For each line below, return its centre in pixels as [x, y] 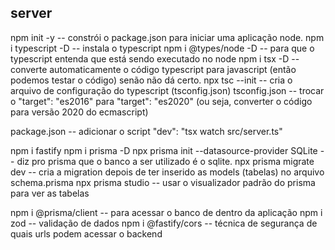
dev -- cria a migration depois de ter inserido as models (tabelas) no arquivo [167, 172]
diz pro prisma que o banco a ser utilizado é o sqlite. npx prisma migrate [165, 161]
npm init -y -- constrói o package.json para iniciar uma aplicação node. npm [167, 37]
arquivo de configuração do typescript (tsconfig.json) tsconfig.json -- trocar [167, 90]
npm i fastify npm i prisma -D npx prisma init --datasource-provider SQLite [164, 150]
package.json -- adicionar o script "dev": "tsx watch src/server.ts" [146, 131]
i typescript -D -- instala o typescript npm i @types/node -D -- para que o [162, 48]
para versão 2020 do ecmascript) [79, 112]
